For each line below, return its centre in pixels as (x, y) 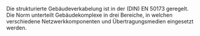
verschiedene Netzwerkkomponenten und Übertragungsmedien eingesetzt (100, 21)
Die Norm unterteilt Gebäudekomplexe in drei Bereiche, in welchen (89, 15)
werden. (17, 28)
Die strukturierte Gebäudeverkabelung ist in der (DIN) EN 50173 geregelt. (98, 9)
